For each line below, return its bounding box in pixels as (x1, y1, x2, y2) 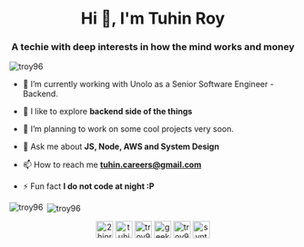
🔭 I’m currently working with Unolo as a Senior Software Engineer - (22, 79, 275, 90)
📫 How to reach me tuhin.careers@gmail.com (22, 159, 202, 171)
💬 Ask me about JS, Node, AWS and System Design (22, 141, 220, 153)
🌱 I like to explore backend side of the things (22, 106, 193, 117)
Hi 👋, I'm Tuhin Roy (80, 8, 226, 29)
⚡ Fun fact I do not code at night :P (22, 181, 155, 192)
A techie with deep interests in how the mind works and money (11, 41, 295, 54)
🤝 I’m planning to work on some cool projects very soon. (22, 123, 235, 134)
